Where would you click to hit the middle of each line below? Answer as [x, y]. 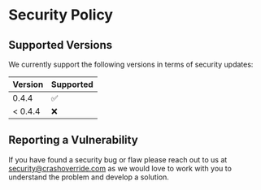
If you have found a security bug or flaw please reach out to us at [118, 159]
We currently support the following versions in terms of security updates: [131, 64]
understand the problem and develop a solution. [89, 177]
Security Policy [61, 15]
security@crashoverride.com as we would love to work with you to [120, 168]
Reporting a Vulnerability [73, 140]
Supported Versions [60, 45]
